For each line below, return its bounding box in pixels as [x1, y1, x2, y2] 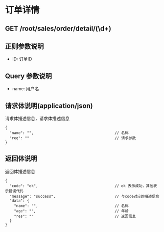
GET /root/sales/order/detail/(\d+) [5, 24, 112, 32]
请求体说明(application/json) [5, 102, 93, 110]
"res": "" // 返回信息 [14, 214, 136, 219]
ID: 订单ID [12, 56, 32, 62]
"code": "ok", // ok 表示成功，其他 [9, 183, 154, 188]
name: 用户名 [12, 86, 39, 92]
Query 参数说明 [5, 72, 52, 80]
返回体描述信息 [5, 168, 35, 174]
